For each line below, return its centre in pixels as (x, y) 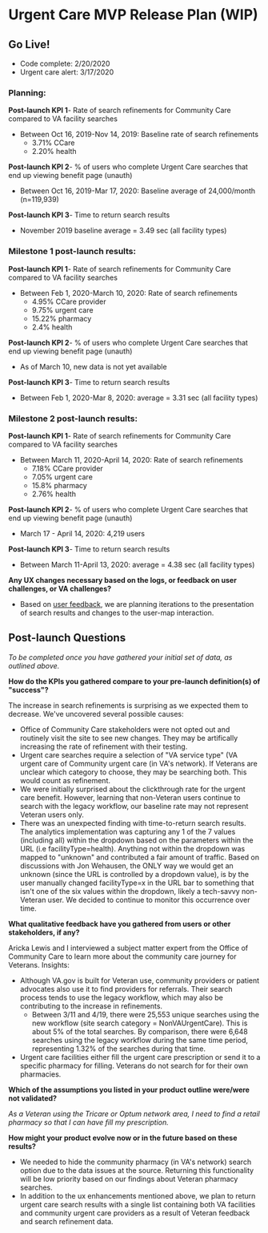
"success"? (29, 689)
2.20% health (54, 152)
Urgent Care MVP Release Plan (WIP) (133, 15)
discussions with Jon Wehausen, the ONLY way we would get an (126, 865)
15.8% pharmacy (60, 485)
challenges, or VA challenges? (60, 588)
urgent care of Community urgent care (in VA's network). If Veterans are (138, 763)
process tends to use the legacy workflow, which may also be (122, 997)
